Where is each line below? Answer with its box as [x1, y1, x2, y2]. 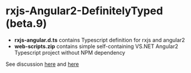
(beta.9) [5, 17, 47, 30]
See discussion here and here [5, 61, 79, 68]
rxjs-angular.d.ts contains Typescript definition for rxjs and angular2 [14, 36, 185, 43]
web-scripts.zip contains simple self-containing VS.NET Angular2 [14, 43, 178, 50]
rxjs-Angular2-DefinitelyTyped [5, 4, 163, 18]
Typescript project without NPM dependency [14, 49, 126, 56]
